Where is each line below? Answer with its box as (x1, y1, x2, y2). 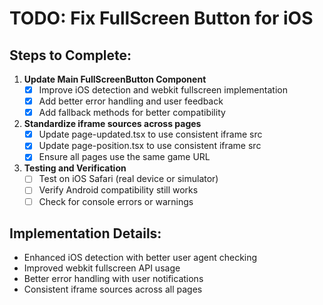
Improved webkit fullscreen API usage (23, 262, 181, 274)
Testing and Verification (23, 162, 127, 174)
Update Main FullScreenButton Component (23, 73, 207, 85)
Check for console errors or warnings (38, 195, 194, 207)
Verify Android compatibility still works (38, 184, 199, 196)
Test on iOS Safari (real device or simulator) (38, 173, 219, 185)
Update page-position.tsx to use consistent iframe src (38, 140, 262, 152)
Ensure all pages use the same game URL (38, 151, 211, 163)
